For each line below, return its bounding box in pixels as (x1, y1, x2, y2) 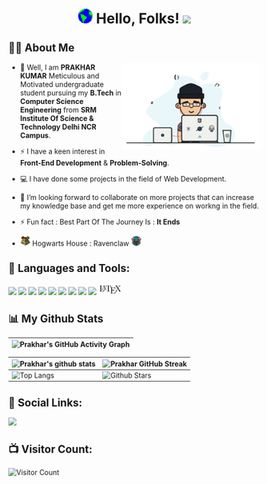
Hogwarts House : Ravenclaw (31, 238, 130, 248)
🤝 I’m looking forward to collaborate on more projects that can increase (19, 192, 254, 202)
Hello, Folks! (95, 9, 180, 27)
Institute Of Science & (19, 113, 94, 123)
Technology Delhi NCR (19, 122, 97, 131)
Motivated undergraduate (19, 79, 104, 89)
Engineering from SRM (19, 105, 98, 114)
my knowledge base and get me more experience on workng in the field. (19, 201, 260, 210)
